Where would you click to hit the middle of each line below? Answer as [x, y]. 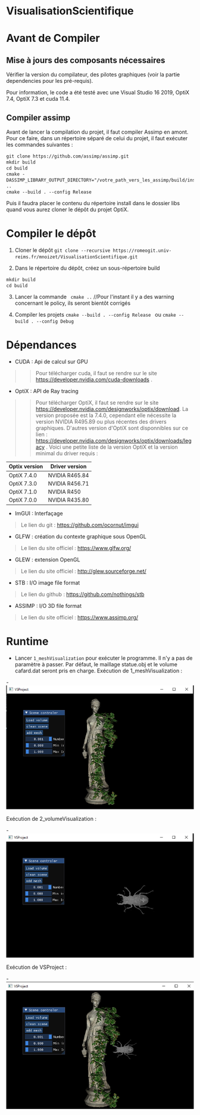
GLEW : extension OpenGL [47, 560]
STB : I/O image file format [47, 582]
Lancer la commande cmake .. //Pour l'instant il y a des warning [94, 296]
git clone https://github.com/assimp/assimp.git [68, 156]
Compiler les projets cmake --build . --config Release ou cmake [96, 314]
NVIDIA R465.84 [68, 475]
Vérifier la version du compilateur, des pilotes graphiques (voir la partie [93, 75]
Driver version [68, 467]
